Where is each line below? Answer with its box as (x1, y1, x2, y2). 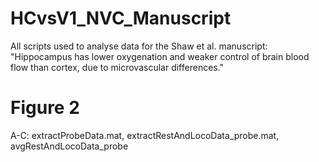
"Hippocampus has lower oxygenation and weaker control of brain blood (10, 50, 310, 62)
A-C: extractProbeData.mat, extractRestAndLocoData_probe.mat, (10, 129, 280, 141)
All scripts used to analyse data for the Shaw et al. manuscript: (10, 40, 268, 52)
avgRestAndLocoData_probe (10, 140, 129, 152)
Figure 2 (10, 97, 80, 119)
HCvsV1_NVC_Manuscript (10, 7, 232, 30)
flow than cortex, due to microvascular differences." (10, 61, 225, 73)
